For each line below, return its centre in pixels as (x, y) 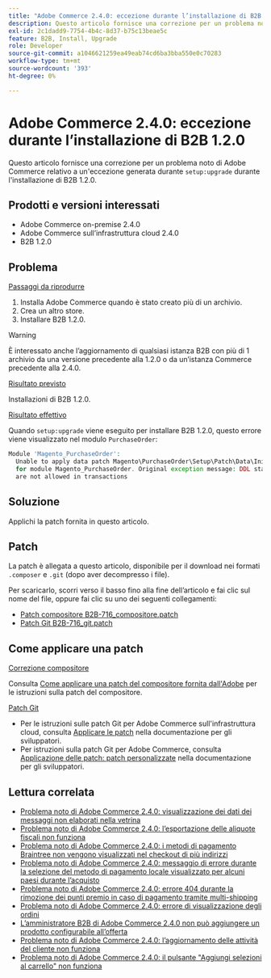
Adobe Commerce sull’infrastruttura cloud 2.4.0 (99, 233)
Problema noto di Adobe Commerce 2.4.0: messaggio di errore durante (138, 862)
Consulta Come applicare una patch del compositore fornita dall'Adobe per (133, 684)
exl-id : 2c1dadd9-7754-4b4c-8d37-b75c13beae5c (88, 31)
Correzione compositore (49, 668)
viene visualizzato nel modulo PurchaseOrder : (83, 439)
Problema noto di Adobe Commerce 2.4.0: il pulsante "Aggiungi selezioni (141, 957)
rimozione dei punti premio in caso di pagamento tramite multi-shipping (139, 897)
